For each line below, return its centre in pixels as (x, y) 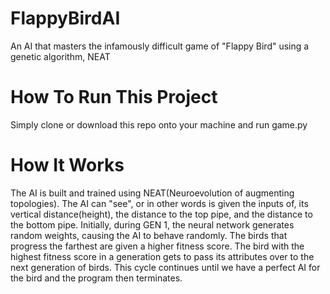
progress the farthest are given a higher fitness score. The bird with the (157, 246)
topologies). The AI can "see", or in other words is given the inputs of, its (159, 203)
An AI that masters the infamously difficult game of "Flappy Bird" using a (160, 46)
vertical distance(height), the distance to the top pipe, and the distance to (161, 214)
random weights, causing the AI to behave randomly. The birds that (149, 235)
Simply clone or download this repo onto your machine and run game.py (159, 124)
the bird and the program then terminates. (96, 278)
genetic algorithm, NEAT (60, 56)
